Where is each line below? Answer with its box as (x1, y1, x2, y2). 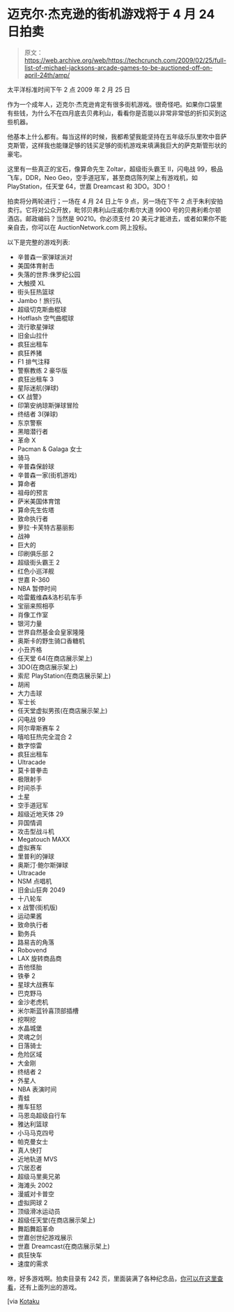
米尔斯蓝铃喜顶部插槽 (17, 1006, 79, 1015)
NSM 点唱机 (17, 877, 52, 885)
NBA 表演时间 (17, 1084, 57, 1093)
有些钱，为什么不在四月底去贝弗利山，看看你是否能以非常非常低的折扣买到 (7, 109, 221, 117)
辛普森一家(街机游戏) (17, 470, 78, 479)
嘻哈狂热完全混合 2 (17, 732, 72, 740)
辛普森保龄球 (17, 462, 54, 470)
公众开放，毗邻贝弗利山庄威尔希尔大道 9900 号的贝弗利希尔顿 (43, 205, 221, 214)
